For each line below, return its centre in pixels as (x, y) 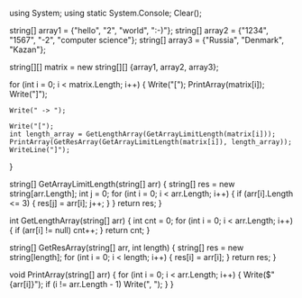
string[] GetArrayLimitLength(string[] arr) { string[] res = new (122, 184)
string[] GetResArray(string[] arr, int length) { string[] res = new (127, 248)
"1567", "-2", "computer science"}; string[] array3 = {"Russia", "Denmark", (146, 40)
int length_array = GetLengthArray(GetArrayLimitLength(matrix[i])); (143, 134)
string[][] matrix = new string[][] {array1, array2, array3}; (114, 67)
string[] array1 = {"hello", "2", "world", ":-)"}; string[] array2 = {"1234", (139, 30)
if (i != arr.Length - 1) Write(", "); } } (109, 284)
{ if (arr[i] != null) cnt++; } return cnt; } (80, 230)
